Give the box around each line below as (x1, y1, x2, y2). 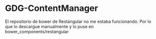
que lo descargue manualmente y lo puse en (5, 23, 94, 29)
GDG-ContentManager (5, 3, 98, 14)
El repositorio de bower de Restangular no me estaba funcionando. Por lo (5, 19, 152, 24)
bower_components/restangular (5, 29, 69, 34)
